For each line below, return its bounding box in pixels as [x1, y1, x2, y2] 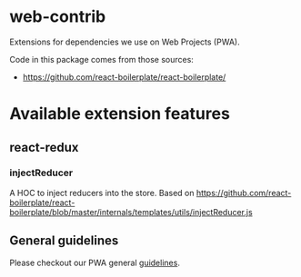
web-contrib [9, 6, 106, 27]
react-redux [9, 139, 79, 155]
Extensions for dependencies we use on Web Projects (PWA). [9, 36, 240, 47]
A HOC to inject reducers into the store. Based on [9, 187, 195, 198]
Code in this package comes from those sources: [9, 54, 194, 64]
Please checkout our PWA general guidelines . [9, 257, 180, 268]
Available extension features [9, 104, 230, 124]
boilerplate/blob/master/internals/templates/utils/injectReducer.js [9, 206, 253, 217]
